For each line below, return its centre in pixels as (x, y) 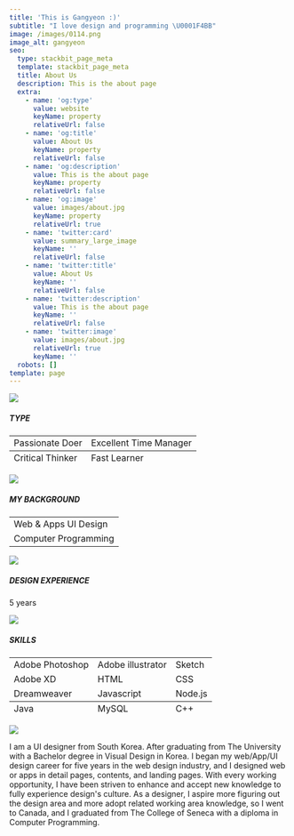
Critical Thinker (46, 458)
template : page (37, 373)
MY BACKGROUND (45, 499)
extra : (29, 92)
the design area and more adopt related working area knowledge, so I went (147, 804)
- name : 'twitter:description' (83, 299)
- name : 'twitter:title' (71, 266)
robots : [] (37, 365)
